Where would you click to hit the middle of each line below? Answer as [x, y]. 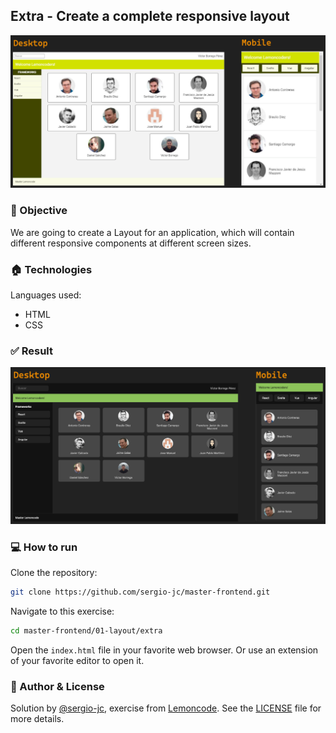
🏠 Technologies [51, 269]
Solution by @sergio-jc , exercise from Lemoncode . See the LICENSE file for [166, 708]
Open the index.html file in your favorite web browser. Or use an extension [164, 650]
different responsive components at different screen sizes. [131, 243]
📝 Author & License [57, 686]
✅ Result [32, 351]
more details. [37, 719]
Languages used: [46, 295]
